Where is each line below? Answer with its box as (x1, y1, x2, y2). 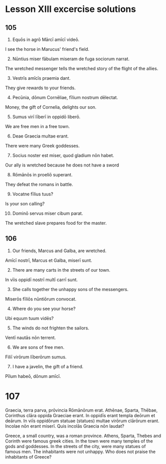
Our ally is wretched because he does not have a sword (5, 162, 119, 168)
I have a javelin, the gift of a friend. (12, 363, 83, 369)
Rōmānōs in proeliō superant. (12, 172, 73, 177)
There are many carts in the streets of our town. (12, 267, 111, 273)
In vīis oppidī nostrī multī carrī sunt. (5, 277, 78, 283)
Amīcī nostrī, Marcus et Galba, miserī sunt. (5, 257, 92, 263)
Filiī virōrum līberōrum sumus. (5, 354, 67, 360)
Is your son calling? (5, 201, 45, 206)
